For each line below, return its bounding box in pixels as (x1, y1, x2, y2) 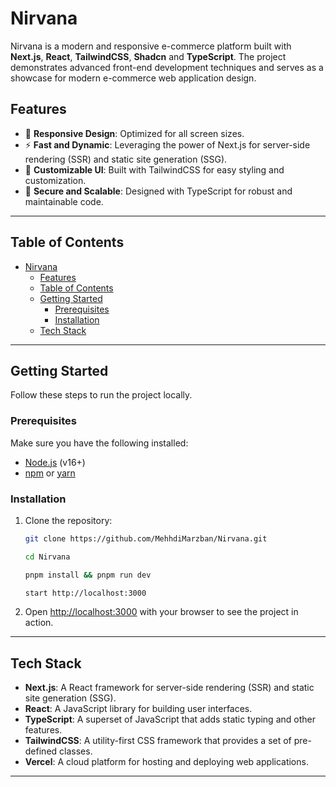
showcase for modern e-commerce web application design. (10, 72, 257, 84)
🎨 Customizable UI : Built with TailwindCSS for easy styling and (24, 163, 285, 176)
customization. (24, 174, 87, 186)
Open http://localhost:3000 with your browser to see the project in (24, 606, 299, 618)
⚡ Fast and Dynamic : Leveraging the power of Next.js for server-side (24, 138, 311, 151)
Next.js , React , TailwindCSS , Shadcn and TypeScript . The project (10, 50, 287, 62)
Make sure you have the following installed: (10, 437, 189, 449)
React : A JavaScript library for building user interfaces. (24, 703, 253, 715)
